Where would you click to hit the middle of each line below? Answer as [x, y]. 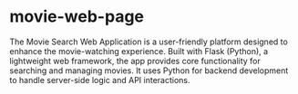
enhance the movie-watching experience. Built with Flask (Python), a [139, 51]
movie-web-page [77, 17]
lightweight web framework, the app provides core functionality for [135, 61]
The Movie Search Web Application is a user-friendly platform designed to [149, 42]
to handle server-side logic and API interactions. [100, 80]
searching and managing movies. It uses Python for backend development [149, 70]
